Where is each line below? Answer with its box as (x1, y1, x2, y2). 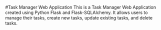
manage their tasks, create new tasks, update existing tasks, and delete (5, 15, 153, 20)
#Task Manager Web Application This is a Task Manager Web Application (5, 4, 156, 10)
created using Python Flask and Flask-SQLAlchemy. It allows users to (5, 9, 148, 15)
